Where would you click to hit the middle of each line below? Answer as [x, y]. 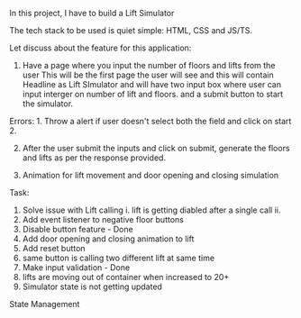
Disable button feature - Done [78, 229]
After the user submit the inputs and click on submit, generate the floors [156, 148]
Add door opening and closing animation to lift [108, 239]
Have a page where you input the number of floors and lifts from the [149, 65]
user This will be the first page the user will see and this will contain [148, 75]
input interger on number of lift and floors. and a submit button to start [153, 94]
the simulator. [48, 104]
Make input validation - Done [76, 268]
